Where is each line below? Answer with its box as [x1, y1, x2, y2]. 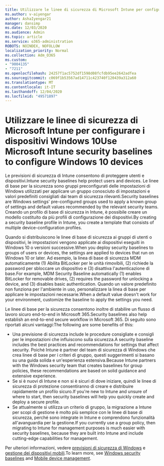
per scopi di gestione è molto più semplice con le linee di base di [12, 410, 143, 416]
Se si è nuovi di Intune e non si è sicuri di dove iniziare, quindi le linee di [12, 378, 156, 384]
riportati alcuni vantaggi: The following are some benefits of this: [5, 322, 134, 328]
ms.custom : [5, 57, 27, 62]
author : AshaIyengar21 [5, 16, 51, 21]
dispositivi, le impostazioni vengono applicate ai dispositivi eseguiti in [5, 240, 145, 245]
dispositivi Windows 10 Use [5, 136, 117, 147]
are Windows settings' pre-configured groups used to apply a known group [5, 199, 157, 205]
